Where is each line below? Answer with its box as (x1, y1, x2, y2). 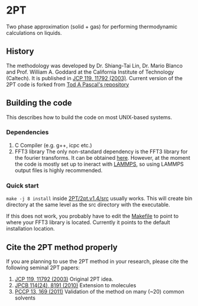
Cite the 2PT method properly (6, 242, 118, 252)
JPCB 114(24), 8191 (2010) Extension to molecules (14, 281, 137, 289)
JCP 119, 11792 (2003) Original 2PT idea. (14, 275, 113, 282)
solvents (14, 294, 35, 301)
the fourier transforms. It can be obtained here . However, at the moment (14, 154, 190, 161)
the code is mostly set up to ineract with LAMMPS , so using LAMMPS (14, 160, 184, 167)
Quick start (6, 181, 40, 189)
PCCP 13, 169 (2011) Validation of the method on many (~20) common (14, 288, 184, 295)
